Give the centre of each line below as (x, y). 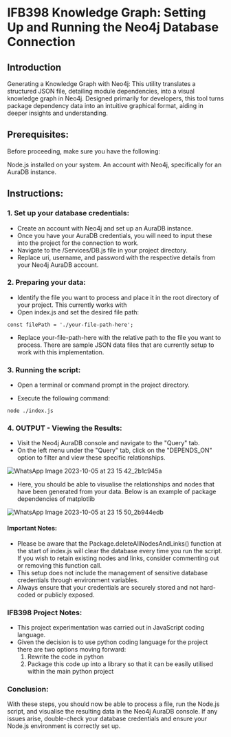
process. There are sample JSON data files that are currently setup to (115, 345)
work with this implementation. (60, 352)
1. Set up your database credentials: (68, 213)
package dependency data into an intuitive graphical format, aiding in (106, 106)
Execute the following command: (63, 398)
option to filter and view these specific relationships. (91, 458)
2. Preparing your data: (46, 282)
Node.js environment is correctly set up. (64, 726)
